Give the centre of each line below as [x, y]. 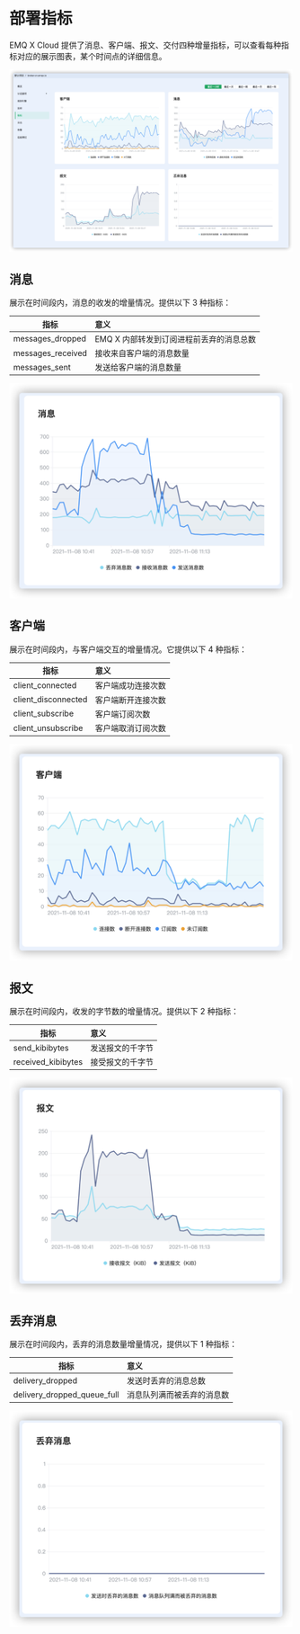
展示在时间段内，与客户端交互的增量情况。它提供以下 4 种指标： [128, 649]
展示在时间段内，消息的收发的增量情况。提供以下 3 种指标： [120, 303]
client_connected [45, 685]
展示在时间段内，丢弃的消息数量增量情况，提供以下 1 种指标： [124, 1344]
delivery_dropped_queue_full [66, 1394]
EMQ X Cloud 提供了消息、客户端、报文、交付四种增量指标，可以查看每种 [145, 45]
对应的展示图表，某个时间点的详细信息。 [92, 56]
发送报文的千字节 [122, 1048]
